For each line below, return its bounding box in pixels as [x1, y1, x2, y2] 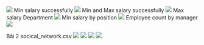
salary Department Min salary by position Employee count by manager [6, 14, 198, 21]
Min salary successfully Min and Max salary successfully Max [13, 7, 185, 14]
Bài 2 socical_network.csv [6, 33, 72, 40]
